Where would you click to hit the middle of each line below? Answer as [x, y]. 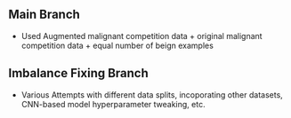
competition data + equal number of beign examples [117, 45]
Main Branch [44, 15]
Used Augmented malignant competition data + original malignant [142, 35]
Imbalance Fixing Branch [78, 73]
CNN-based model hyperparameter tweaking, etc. [113, 104]
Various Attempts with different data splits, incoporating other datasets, [152, 94]
